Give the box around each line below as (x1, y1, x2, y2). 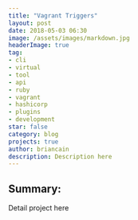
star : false (8, 123, 48, 131)
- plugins (8, 108, 41, 116)
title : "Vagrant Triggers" (8, 11, 98, 20)
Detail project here (8, 203, 69, 213)
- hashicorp (8, 100, 48, 108)
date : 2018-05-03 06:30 (8, 26, 88, 34)
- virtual (8, 64, 41, 72)
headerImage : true (8, 41, 69, 49)
